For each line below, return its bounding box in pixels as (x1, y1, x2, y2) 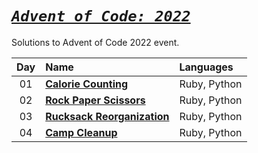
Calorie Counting (45, 77, 129, 91)
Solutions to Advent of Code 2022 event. (11, 36, 180, 48)
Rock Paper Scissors (45, 93, 146, 107)
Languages (179, 60, 234, 74)
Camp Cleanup (45, 125, 118, 139)
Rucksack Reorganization (45, 109, 170, 123)
